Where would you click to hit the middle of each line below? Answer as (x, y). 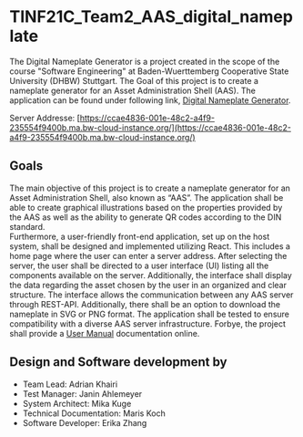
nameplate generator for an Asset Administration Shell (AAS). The (133, 90)
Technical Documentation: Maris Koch (94, 413)
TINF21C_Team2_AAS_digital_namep (151, 17)
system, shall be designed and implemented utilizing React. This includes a (150, 246)
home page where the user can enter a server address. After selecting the (148, 255)
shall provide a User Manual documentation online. (105, 333)
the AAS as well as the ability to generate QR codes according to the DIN (146, 217)
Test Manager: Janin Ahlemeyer (82, 393)
